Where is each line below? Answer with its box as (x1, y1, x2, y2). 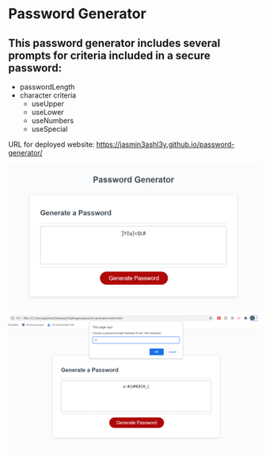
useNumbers (31, 116, 74, 125)
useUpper (31, 99, 65, 108)
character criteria (19, 90, 77, 100)
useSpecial (31, 125, 68, 133)
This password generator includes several (8, 36, 221, 50)
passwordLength (19, 82, 75, 91)
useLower (31, 108, 65, 117)
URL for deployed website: (8, 140, 95, 149)
